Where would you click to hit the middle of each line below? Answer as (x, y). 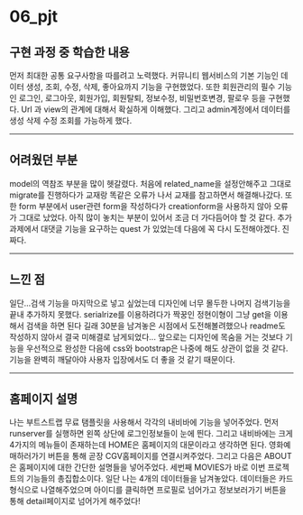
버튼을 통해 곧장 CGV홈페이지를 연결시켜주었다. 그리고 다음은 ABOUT (170, 456)
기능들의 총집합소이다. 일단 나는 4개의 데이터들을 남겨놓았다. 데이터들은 (151, 479)
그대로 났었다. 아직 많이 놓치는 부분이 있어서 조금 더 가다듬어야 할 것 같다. (147, 217)
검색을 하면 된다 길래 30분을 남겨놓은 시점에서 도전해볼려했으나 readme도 (156, 326)
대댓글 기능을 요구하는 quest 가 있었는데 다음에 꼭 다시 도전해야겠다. (160, 228)
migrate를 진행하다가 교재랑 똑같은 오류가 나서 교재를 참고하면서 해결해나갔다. (146, 195)
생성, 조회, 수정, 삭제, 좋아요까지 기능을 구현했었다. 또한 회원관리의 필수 (151, 87)
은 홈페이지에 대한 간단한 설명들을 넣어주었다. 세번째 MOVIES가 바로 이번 (138, 467)
